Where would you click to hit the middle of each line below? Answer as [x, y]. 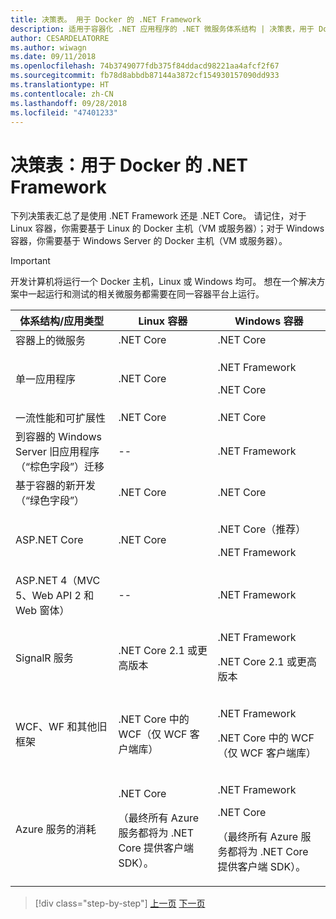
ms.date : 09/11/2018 [53, 57]
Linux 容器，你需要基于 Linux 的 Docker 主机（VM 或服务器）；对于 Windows [167, 228]
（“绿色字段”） [50, 501]
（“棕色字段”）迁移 [60, 467]
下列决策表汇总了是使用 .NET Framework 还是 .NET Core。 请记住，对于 [158, 216]
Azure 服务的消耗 [56, 829]
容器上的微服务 [51, 341]
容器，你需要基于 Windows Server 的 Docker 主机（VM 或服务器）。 [149, 241]
